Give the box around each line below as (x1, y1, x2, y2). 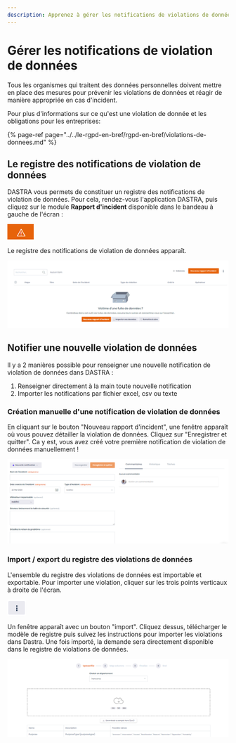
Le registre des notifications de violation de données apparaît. (7, 247, 187, 255)
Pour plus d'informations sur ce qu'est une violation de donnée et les (7, 109, 207, 117)
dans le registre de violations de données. (7, 645, 129, 653)
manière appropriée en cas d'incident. (7, 96, 118, 104)
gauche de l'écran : (7, 210, 63, 219)
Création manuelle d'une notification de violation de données (7, 406, 221, 416)
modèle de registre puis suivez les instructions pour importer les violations (7, 630, 223, 638)
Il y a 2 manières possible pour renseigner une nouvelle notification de (7, 361, 211, 369)
